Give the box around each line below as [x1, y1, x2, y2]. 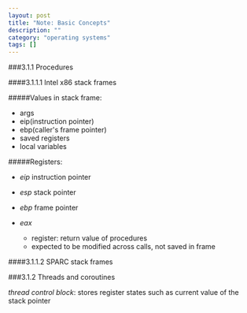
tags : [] [8, 41, 37, 49]
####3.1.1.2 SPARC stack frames [8, 257, 113, 266]
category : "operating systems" [8, 33, 111, 42]
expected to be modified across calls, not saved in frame [31, 242, 216, 252]
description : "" [8, 26, 61, 34]
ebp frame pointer [19, 203, 79, 213]
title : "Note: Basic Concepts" [8, 19, 111, 27]
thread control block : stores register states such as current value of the [8, 288, 239, 297]
